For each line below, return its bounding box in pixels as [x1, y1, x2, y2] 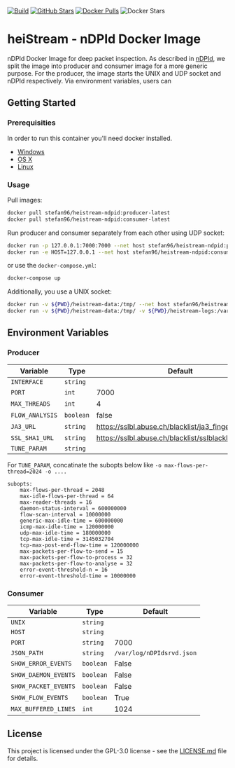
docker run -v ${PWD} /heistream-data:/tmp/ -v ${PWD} [7, 308, 168, 315]
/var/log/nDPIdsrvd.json [114, 649, 197, 657]
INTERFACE [10, 378, 43, 385]
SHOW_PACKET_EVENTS [10, 683, 76, 690]
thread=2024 [7, 468, 42, 475]
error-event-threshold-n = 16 [20, 566, 108, 573]
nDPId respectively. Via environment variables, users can [7, 76, 172, 85]
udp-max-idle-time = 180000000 [20, 529, 111, 536]
